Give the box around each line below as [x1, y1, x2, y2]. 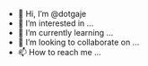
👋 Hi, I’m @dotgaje [17, 9, 87, 19]
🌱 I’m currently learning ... [17, 28, 114, 37]
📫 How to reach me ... [17, 47, 101, 57]
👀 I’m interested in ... [17, 18, 94, 29]
